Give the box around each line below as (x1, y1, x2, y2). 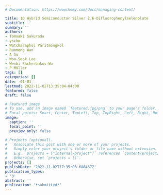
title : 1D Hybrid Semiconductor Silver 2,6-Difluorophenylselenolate (5, 16, 149, 21)
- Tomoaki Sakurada (5, 34, 45, 39)
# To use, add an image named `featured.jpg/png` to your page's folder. (5, 106, 158, 111)
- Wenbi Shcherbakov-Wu (5, 61, 53, 66)
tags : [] (5, 70, 23, 75)
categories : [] (5, 75, 36, 80)
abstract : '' (5, 178, 32, 183)
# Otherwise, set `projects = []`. (5, 156, 81, 160)
